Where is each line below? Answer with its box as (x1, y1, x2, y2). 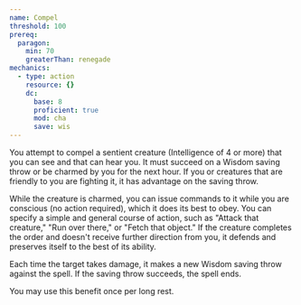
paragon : (17, 38, 51, 48)
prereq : (9, 30, 39, 39)
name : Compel (9, 13, 59, 23)
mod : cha (33, 114, 67, 123)
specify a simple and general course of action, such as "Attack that (9, 213, 259, 223)
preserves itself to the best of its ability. (9, 241, 156, 252)
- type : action (17, 72, 75, 81)
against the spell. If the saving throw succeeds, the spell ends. (9, 268, 242, 279)
